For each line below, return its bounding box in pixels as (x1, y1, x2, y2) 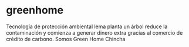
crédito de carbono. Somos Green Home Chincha (6, 35, 126, 42)
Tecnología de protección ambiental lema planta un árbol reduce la (6, 23, 168, 30)
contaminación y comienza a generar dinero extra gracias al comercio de (6, 29, 183, 36)
